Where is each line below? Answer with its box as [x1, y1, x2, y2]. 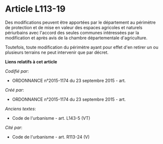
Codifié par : [5, 68, 29, 74]
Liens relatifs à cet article [5, 59, 57, 64]
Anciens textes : [5, 106, 36, 112]
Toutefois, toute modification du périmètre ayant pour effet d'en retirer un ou [5, 44, 159, 50]
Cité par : [5, 125, 23, 130]
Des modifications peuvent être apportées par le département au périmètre [5, 19, 156, 25]
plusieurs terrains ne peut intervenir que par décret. [5, 49, 109, 55]
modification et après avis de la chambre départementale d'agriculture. [5, 35, 147, 41]
